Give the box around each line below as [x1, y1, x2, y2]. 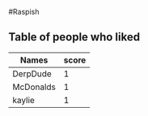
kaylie [12, 94, 35, 105]
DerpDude [12, 68, 53, 79]
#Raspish [8, 7, 40, 16]
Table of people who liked [8, 30, 140, 44]
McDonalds [12, 81, 57, 92]
